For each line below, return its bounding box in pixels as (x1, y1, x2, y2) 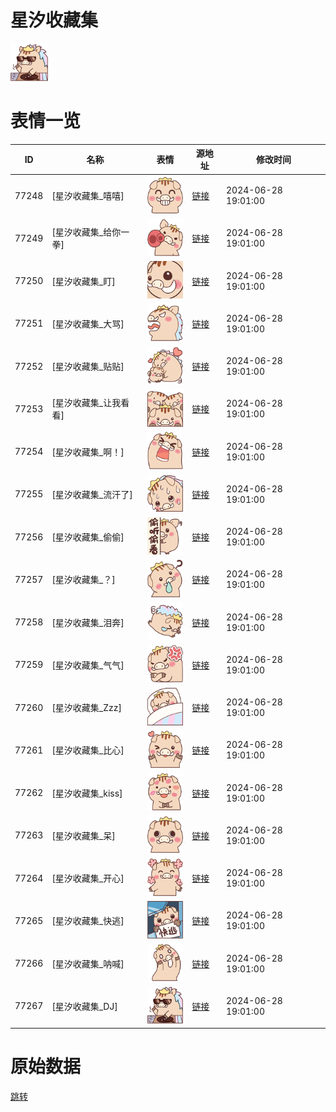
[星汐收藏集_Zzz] (51, 702, 122, 714)
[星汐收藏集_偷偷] (51, 531, 125, 543)
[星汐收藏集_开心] (51, 872, 125, 885)
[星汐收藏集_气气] (51, 659, 125, 671)
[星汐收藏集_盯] (51, 275, 116, 287)
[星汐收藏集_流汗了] (51, 488, 133, 500)
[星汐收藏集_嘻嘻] (51, 190, 125, 202)
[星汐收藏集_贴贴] (51, 361, 125, 373)
